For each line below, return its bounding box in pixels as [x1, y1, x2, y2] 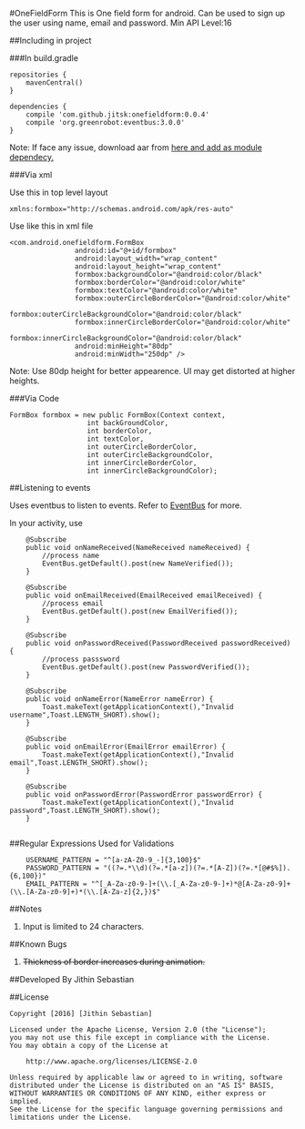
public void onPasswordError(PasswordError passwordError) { [25, 790, 262, 799]
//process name [42, 551, 100, 560]
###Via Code [9, 393, 59, 403]
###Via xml [9, 169, 53, 180]
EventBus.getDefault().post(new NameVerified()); [42, 559, 234, 568]
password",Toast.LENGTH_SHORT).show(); [9, 806, 161, 815]
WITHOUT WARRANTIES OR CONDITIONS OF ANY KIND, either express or [9, 1089, 267, 1098]
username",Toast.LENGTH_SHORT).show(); [9, 710, 161, 719]
